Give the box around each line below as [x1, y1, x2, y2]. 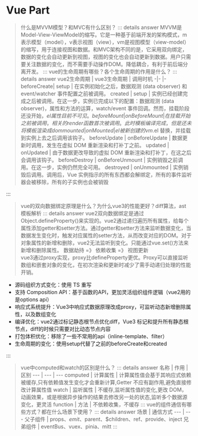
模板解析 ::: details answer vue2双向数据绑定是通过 [20, 210, 144, 217]
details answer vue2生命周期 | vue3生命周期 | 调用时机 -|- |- [20, 75, 167, 82]
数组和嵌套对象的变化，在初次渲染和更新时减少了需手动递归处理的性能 [20, 261, 192, 268]
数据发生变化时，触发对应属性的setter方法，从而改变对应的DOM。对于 [20, 232, 192, 239]
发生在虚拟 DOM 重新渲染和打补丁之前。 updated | [46, 141, 170, 148]
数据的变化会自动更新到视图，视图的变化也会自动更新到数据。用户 [20, 53, 181, 60]
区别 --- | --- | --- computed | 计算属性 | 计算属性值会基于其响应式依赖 [20, 371, 192, 378]
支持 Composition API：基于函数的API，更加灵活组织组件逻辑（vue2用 [14, 288, 186, 295]
